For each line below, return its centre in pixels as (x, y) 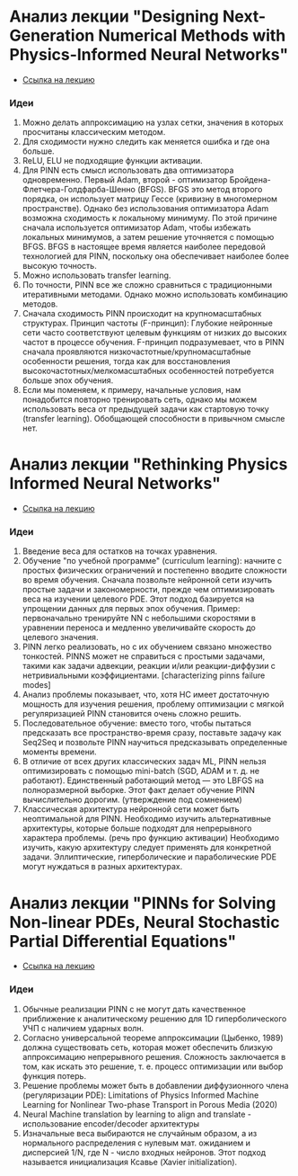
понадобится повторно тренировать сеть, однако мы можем (140, 400)
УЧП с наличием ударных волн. (83, 1028)
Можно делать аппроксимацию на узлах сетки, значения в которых (153, 122)
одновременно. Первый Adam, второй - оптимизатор (125, 180)
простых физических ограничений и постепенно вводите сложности (154, 570)
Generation (52, 36)
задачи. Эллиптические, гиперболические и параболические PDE (149, 857)
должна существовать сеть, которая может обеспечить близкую (148, 1047)
